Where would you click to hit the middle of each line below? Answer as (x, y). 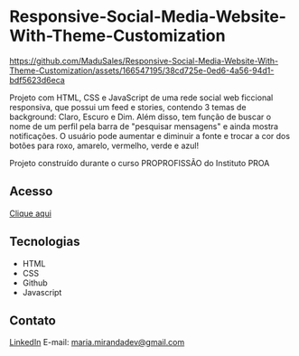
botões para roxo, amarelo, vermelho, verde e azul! (104, 145)
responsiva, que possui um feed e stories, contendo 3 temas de (128, 107)
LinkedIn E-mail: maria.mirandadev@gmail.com (97, 342)
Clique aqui (31, 213)
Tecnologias (45, 242)
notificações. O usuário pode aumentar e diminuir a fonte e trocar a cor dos (150, 136)
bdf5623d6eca (37, 80)
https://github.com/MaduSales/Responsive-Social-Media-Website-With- (144, 61)
